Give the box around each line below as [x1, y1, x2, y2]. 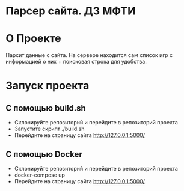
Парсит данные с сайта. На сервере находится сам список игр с [5, 52, 173, 59]
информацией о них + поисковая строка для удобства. [5, 58, 147, 65]
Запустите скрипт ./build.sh [14, 125, 85, 133]
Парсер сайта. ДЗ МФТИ [5, 4, 136, 18]
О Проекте [5, 32, 61, 46]
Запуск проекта [5, 79, 90, 92]
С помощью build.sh [5, 103, 87, 113]
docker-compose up [14, 171, 66, 178]
